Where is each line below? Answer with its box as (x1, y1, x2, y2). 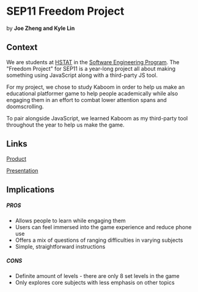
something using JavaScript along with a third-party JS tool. (6, 71, 158, 79)
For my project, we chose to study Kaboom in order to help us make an (6, 83, 185, 90)
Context (6, 42, 38, 53)
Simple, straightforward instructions (15, 243, 106, 250)
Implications (6, 184, 55, 195)
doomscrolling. (6, 103, 44, 110)
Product (6, 155, 26, 162)
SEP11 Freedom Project (6, 4, 125, 18)
